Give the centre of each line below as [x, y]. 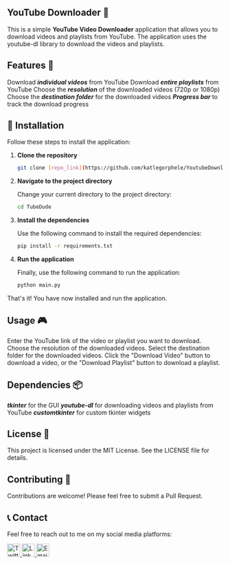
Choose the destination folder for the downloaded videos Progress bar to [113, 96]
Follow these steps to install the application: [69, 142]
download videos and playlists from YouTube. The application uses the [107, 36]
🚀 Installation [36, 125]
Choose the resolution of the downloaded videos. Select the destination [108, 348]
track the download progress [48, 104]
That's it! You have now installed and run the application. [87, 298]
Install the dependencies [53, 220]
